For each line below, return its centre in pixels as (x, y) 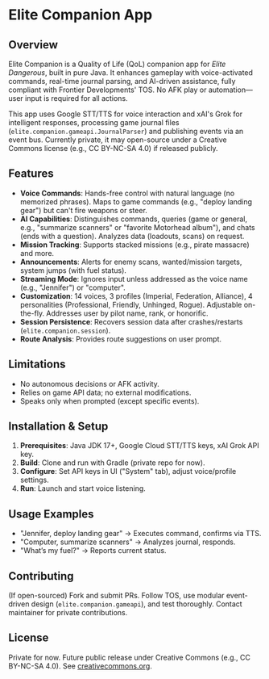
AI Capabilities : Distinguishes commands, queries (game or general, (134, 219)
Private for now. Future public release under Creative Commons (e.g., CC (130, 657)
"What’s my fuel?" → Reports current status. (93, 551)
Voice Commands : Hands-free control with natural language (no (127, 193)
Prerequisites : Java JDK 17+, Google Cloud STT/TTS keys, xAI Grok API (139, 446)
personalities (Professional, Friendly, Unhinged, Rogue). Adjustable (131, 304)
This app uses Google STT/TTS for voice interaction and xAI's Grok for (126, 114)
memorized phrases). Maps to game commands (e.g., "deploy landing (136, 201)
